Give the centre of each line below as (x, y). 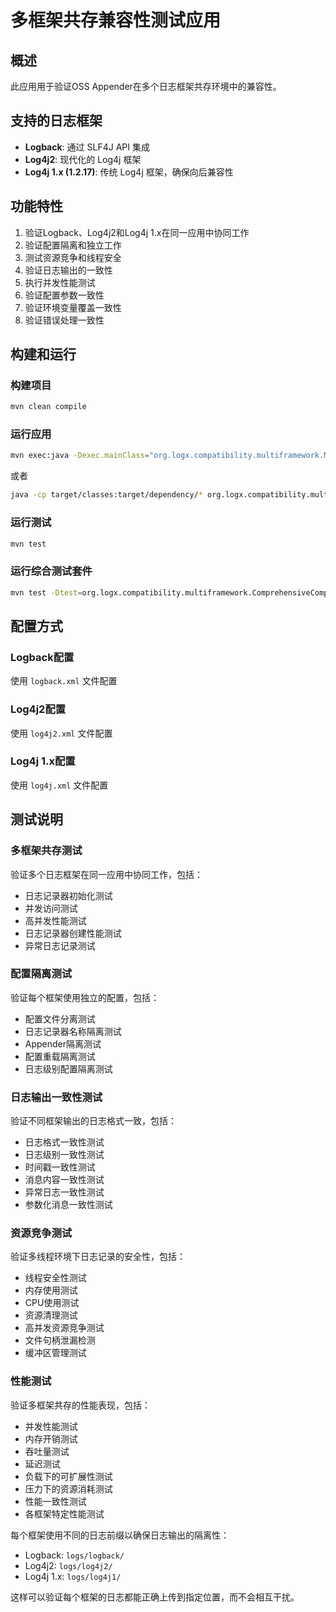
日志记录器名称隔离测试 (73, 1031)
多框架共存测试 (46, 851)
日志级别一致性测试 (64, 1155)
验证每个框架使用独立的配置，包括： (85, 997)
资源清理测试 (51, 1315)
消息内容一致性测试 (64, 1180)
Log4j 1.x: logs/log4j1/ (73, 1576)
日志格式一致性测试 (64, 1142)
